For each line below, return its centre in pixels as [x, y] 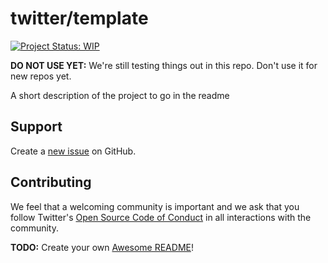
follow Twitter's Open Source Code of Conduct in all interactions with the [161, 217]
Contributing [51, 182]
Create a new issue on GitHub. [73, 151]
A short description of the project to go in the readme [120, 95]
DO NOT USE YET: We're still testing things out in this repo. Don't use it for [164, 65]
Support [36, 127]
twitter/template [79, 18]
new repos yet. [41, 76]
